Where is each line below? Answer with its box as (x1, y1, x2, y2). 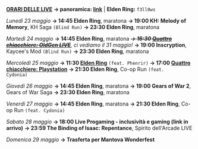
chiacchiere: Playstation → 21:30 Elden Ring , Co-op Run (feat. (6, 66, 165, 73)
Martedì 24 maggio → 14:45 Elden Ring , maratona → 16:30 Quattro (6, 35, 172, 42)
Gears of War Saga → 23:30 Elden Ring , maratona (6, 89, 130, 95)
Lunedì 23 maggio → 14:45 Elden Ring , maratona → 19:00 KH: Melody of (6, 17, 186, 24)
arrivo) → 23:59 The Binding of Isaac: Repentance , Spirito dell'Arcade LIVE (6, 125, 193, 131)
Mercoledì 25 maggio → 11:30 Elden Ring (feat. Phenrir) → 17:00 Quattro (6, 60, 191, 66)
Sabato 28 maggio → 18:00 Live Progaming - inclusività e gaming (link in (6, 118, 188, 125)
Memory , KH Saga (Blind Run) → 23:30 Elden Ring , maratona (6, 24, 159, 30)
